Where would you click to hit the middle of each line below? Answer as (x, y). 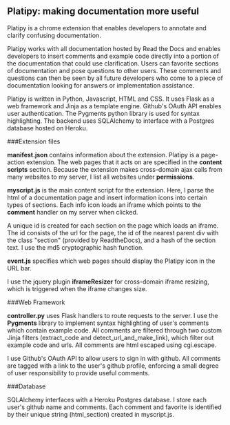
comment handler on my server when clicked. (73, 212)
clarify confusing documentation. (54, 35)
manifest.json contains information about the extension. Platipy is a (103, 155)
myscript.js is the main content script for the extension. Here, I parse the (111, 190)
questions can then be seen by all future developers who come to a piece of (115, 78)
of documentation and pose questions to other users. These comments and (114, 70)
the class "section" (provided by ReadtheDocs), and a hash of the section (112, 240)
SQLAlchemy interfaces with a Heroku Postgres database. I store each (107, 399)
